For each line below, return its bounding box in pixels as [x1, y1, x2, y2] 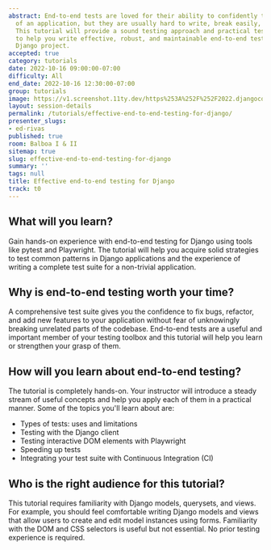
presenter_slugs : [8, 117, 67, 125]
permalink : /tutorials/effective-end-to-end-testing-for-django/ [8, 110, 232, 118]
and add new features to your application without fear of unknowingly [8, 315, 240, 325]
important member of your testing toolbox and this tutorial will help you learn [8, 332, 263, 342]
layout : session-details [8, 102, 92, 110]
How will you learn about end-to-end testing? [8, 365, 242, 379]
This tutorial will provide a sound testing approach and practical [15, 27, 251, 35]
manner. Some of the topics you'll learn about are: [8, 404, 175, 413]
